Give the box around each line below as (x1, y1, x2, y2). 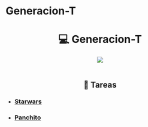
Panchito (14, 113, 41, 122)
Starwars (14, 97, 43, 106)
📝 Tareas (83, 79, 117, 90)
